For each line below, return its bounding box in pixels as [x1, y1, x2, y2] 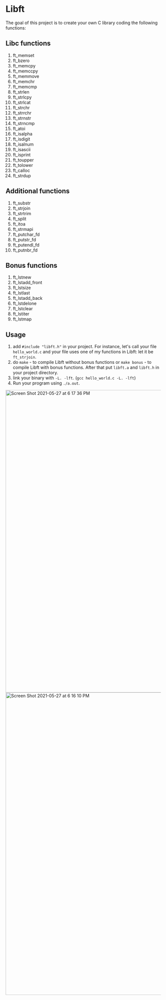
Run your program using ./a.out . [12, 380, 80, 386]
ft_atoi [12, 126, 26, 131]
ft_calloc [12, 167, 30, 173]
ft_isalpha [12, 130, 33, 136]
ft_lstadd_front [12, 280, 42, 286]
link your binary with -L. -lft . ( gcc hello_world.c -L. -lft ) [12, 375, 136, 381]
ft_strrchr [12, 110, 32, 116]
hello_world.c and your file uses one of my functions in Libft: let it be [12, 349, 154, 355]
